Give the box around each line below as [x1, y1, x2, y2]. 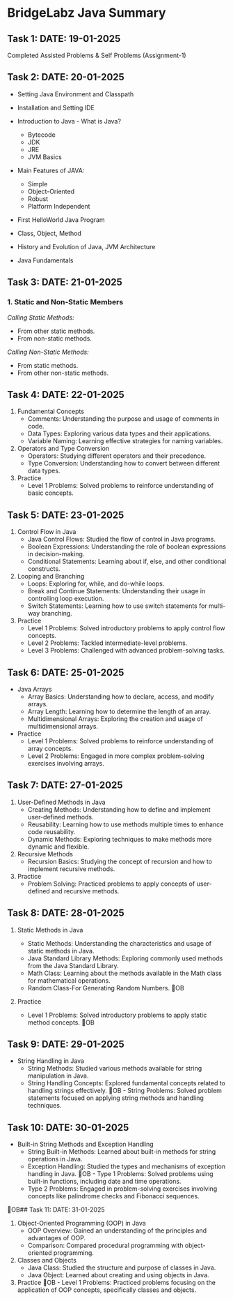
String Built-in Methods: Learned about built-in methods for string [27, 1147, 216, 1156]
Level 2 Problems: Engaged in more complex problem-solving [27, 752, 205, 760]
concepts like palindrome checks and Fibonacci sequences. [27, 1192, 200, 1200]
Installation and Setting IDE [17, 103, 95, 112]
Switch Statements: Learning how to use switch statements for [27, 602, 207, 610]
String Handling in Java [17, 1057, 85, 1065]
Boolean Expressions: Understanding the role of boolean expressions [27, 542, 226, 551]
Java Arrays [17, 685, 52, 693]
